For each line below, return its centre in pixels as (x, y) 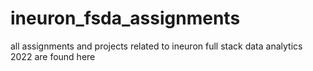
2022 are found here (53, 56)
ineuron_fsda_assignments (125, 18)
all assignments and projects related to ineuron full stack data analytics (156, 46)
